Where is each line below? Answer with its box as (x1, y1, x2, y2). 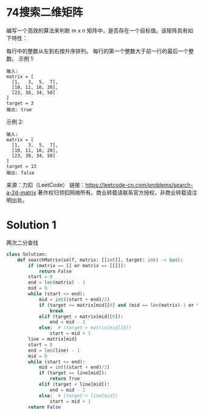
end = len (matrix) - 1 (28, 279, 86, 286)
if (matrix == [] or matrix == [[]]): (28, 262, 126, 268)
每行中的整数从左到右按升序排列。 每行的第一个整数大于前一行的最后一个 (6, 47, 189, 55)
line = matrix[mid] (28, 336, 78, 342)
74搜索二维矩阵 (6, 5, 83, 19)
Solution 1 (6, 218, 56, 232)
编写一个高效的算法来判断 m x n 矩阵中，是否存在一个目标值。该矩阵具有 (6, 27, 188, 34)
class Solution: (6, 251, 47, 257)
